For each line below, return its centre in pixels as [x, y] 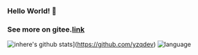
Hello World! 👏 [32, 11]
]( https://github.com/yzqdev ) [114, 45]
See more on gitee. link [46, 29]
